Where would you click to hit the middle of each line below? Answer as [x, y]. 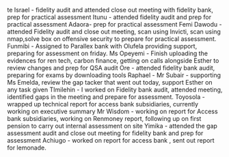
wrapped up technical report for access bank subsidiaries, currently [103, 104]
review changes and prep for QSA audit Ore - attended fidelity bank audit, [111, 68]
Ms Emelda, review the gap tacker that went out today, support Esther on [110, 82]
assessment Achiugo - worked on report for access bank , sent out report [111, 140]
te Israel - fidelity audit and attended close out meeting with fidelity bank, [110, 10]
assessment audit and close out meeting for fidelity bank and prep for [105, 133]
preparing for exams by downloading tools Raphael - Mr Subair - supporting [114, 75]
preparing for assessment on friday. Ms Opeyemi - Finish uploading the [108, 53]
